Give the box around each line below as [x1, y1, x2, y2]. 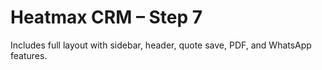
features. [10, 49, 48, 61]
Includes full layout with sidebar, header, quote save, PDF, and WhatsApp [10, 39, 312, 51]
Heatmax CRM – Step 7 [10, 6, 203, 29]
